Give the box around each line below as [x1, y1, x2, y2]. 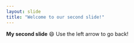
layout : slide [6, 8, 42, 15]
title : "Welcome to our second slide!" [6, 14, 105, 20]
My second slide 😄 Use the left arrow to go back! [6, 30, 129, 37]
